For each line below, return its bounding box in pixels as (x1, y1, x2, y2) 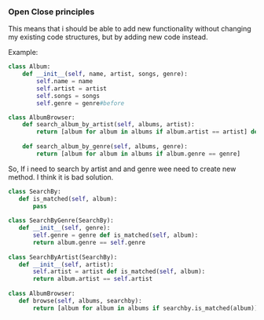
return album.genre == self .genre (32, 238, 146, 246)
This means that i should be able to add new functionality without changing (8, 24, 251, 34)
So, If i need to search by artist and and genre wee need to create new (8, 164, 236, 173)
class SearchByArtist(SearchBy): (8, 253, 118, 261)
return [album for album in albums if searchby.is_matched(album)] (32, 304, 258, 312)
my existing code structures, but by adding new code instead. (8, 32, 208, 42)
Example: (8, 48, 38, 57)
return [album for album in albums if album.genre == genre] (36, 150, 241, 158)
